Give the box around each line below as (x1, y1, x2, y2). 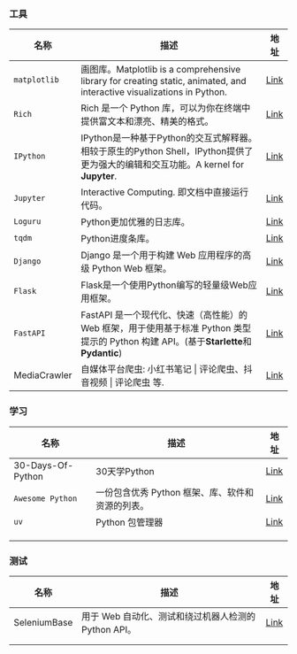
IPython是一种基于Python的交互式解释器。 (80, 132, 258, 144)
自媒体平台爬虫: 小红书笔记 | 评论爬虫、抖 (80, 363, 253, 375)
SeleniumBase (13, 616, 73, 628)
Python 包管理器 (95, 516, 164, 528)
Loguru (13, 217, 42, 227)
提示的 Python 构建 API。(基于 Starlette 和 (80, 335, 252, 348)
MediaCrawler (13, 369, 72, 381)
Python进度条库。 (80, 233, 155, 245)
